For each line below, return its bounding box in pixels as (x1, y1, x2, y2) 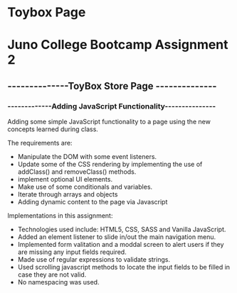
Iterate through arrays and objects (17, 190, 118, 199)
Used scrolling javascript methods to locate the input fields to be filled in (17, 263, 230, 272)
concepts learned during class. (7, 125, 98, 133)
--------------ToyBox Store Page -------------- (7, 79, 217, 92)
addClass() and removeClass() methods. (17, 167, 137, 176)
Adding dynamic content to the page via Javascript (17, 198, 168, 206)
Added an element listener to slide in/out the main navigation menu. (17, 233, 216, 241)
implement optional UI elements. (17, 175, 112, 184)
